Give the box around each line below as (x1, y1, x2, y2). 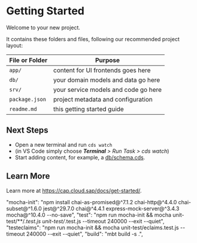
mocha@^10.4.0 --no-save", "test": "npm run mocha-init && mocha (6, 211, 172, 219)
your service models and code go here (53, 85, 162, 94)
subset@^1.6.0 (6, 205, 42, 212)
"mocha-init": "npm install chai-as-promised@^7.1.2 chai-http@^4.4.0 (6, 198, 177, 205)
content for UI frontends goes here (53, 66, 151, 74)
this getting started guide (53, 104, 124, 113)
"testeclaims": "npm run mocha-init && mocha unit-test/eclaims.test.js (6, 224, 179, 231)
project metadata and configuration (53, 95, 153, 103)
